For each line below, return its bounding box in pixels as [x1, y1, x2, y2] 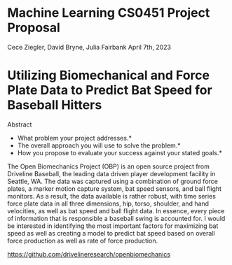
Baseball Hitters [7, 97, 102, 113]
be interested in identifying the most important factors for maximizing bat [7, 222, 219, 230]
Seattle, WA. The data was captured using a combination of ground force [7, 177, 219, 185]
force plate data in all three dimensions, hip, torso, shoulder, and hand [7, 199, 209, 208]
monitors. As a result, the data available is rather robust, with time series [7, 192, 216, 200]
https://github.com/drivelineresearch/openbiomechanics [7, 250, 170, 258]
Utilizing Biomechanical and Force [7, 68, 210, 83]
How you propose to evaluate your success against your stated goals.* [17, 148, 222, 157]
